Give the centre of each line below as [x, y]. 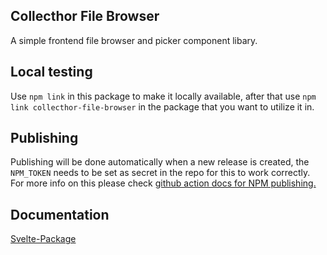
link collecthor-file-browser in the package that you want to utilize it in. [162, 106]
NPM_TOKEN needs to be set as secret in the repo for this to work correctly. [160, 173]
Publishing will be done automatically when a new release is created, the [160, 162]
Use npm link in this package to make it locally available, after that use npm [163, 96]
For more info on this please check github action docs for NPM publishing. [163, 183]
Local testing [51, 72]
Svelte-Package [43, 239]
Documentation [60, 214]
